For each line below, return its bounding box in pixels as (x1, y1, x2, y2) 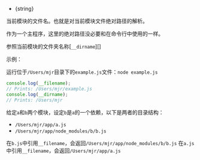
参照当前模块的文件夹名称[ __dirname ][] (6, 43, 101, 50)
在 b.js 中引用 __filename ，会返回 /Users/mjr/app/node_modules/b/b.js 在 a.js (6, 139, 195, 146)
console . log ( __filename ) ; (6, 80, 71, 86)
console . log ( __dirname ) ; (6, 91, 68, 98)
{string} (14, 5, 34, 12)
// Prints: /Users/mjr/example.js (6, 86, 93, 92)
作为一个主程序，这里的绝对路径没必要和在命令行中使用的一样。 (6, 30, 163, 37)
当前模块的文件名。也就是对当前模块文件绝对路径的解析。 (6, 17, 148, 25)
